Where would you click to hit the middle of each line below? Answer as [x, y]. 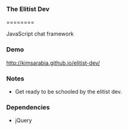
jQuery [23, 120]
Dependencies [28, 107]
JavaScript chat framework [40, 34]
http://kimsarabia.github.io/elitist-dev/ [53, 63]
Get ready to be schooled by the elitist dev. [69, 91]
